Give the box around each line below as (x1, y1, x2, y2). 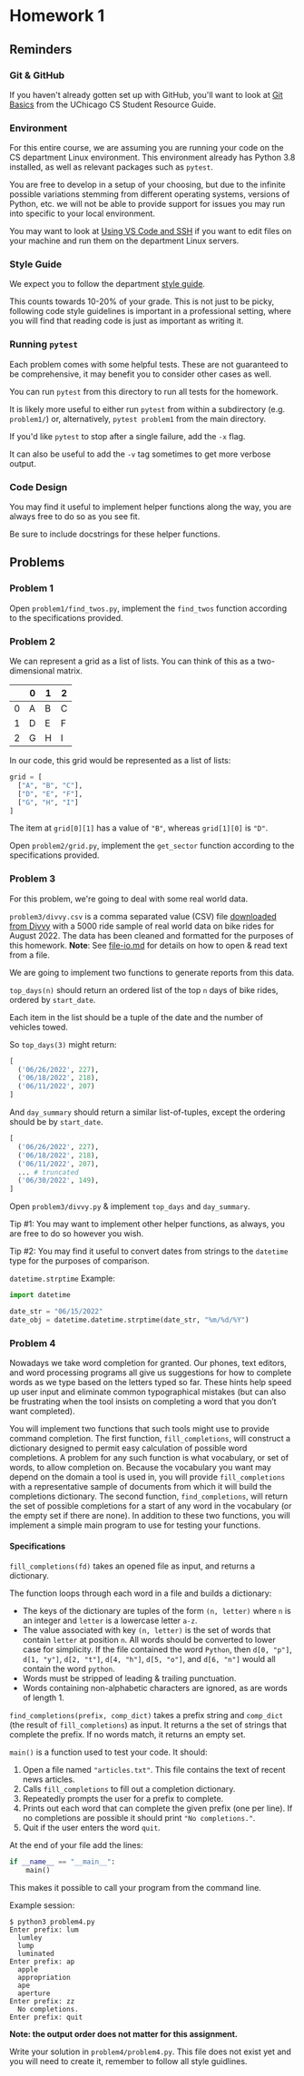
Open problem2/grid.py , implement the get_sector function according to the (9, 841, 295, 851)
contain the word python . (22, 1663, 115, 1675)
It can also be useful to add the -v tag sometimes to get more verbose (9, 448, 271, 459)
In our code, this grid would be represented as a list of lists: (9, 755, 231, 766)
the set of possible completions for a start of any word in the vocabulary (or (9, 1500, 292, 1511)
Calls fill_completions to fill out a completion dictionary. (22, 1784, 236, 1795)
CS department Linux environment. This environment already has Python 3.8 (9, 152, 296, 163)
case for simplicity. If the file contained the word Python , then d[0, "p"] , (22, 1644, 292, 1655)
